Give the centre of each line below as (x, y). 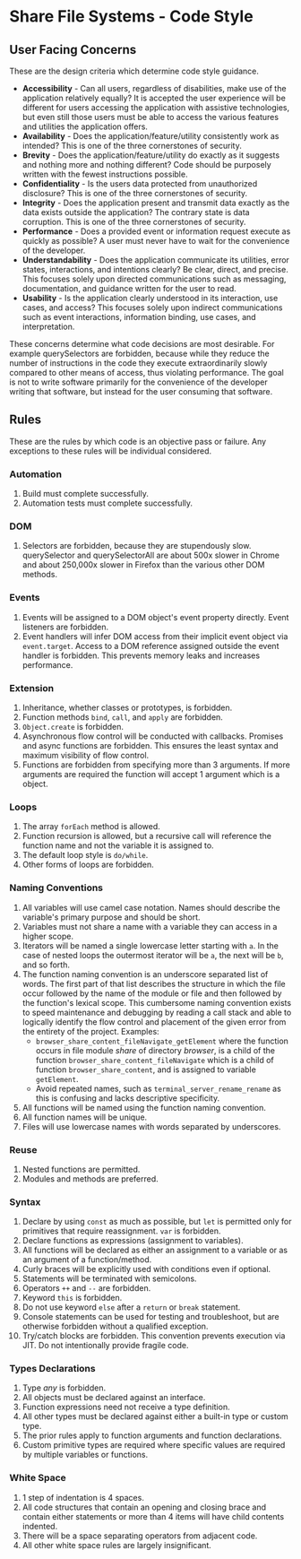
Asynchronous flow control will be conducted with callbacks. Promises (153, 736)
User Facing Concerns (73, 50)
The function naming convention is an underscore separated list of (145, 974)
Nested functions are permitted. (81, 1169)
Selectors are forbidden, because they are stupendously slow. (137, 546)
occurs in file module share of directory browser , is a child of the (155, 1050)
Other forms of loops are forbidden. (88, 865)
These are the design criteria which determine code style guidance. (134, 71)
